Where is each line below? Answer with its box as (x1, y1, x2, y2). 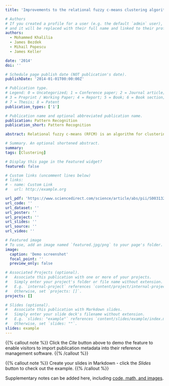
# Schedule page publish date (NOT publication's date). (5, 72, 127, 77)
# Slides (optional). (5, 302, 51, 308)
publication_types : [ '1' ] (5, 104, 59, 109)
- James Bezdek (10, 40, 42, 45)
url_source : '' (5, 224, 37, 229)
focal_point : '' (10, 256, 44, 262)
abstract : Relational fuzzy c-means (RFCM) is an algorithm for (5, 132, 143, 137)
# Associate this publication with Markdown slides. (5, 307, 123, 312)
